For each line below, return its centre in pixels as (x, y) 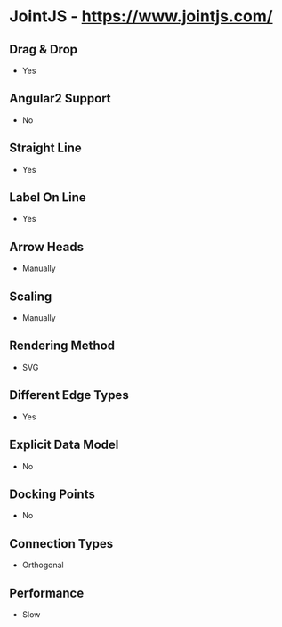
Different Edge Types (69, 395)
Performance (47, 593)
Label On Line (48, 198)
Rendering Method (62, 346)
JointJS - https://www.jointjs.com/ (141, 16)
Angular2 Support (60, 98)
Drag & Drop (44, 49)
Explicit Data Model (64, 445)
